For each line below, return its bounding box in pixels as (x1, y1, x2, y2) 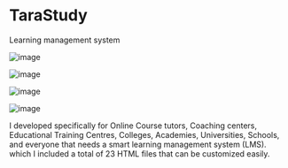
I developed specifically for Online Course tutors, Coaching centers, (9, 120, 257, 131)
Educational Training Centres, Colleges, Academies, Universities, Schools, (9, 129, 280, 140)
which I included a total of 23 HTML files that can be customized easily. (9, 148, 270, 159)
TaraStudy (9, 5, 88, 26)
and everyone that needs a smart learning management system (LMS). (9, 139, 268, 149)
